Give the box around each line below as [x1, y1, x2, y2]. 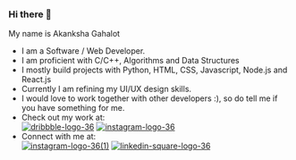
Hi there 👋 [8, 8, 53, 21]
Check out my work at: [21, 112, 106, 123]
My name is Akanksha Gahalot [8, 29, 121, 39]
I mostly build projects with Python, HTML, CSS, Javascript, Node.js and [21, 64, 288, 75]
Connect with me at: [21, 131, 97, 142]
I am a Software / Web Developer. [21, 46, 146, 56]
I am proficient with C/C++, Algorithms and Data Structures [21, 55, 241, 66]
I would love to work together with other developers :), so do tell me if [21, 93, 278, 104]
